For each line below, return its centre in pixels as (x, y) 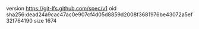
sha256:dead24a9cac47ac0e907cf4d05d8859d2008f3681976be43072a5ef (99, 14)
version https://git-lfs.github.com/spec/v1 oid (61, 8)
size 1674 (45, 21)
